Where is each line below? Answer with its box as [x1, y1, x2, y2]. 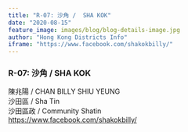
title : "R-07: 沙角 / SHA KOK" [8, 11, 111, 20]
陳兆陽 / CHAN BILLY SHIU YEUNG [8, 87, 121, 96]
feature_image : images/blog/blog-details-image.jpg [8, 26, 180, 34]
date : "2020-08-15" [8, 19, 72, 27]
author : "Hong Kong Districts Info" [8, 33, 128, 41]
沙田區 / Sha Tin [8, 97, 60, 106]
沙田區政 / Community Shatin [8, 106, 102, 116]
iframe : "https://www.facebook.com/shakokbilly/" [8, 41, 174, 48]
